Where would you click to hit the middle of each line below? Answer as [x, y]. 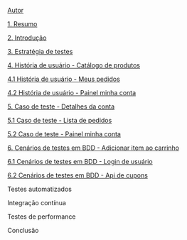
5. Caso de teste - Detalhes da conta [61, 107]
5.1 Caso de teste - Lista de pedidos [60, 120]
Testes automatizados [40, 189]
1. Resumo [22, 24]
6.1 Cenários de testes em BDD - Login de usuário [80, 162]
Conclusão [23, 230]
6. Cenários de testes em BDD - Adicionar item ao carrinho [93, 148]
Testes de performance [42, 217]
